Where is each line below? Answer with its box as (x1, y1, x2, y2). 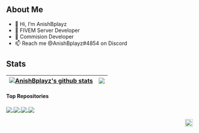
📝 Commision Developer (14, 33, 74, 40)
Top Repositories (6, 93, 49, 100)
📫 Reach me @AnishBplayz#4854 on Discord (14, 40, 127, 47)
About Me (6, 5, 43, 15)
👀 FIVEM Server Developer (14, 27, 80, 34)
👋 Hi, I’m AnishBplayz (14, 20, 67, 27)
